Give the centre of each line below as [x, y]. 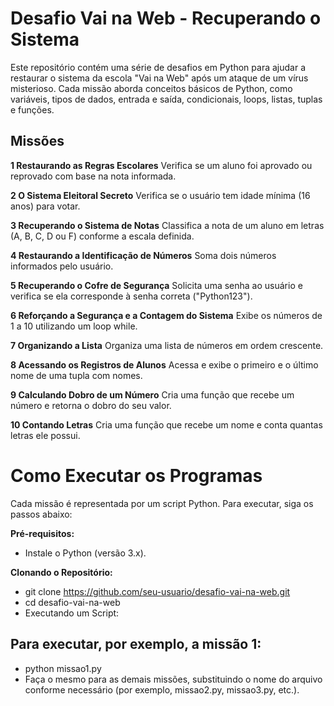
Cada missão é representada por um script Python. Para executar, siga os [162, 503]
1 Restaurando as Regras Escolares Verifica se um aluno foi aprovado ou [161, 165]
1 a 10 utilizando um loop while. [74, 326]
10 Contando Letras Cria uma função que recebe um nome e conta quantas [166, 424]
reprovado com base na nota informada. [93, 176]
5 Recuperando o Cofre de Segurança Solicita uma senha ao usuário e [156, 285]
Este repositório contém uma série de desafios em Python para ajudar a [158, 67]
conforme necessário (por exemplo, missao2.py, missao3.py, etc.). [162, 689]
